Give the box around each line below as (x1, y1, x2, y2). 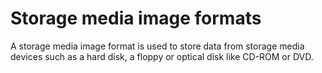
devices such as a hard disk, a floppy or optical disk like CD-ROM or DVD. (10, 50, 314, 62)
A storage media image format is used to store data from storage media (10, 40, 305, 52)
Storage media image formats (10, 7, 262, 30)
